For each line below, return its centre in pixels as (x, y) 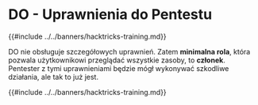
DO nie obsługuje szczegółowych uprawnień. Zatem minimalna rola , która (129, 51)
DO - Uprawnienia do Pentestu (110, 15)
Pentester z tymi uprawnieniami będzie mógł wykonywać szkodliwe (119, 68)
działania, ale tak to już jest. (54, 77)
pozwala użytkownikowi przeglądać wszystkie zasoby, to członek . (117, 60)
